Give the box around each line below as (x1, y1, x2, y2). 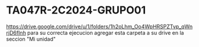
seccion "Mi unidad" (6, 35, 56, 42)
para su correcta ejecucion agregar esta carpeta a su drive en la (27, 29, 184, 36)
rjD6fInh (6, 29, 27, 36)
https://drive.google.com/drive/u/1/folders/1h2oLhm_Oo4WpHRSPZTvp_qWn (6, 23, 193, 30)
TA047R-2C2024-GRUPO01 (6, 4, 146, 17)
